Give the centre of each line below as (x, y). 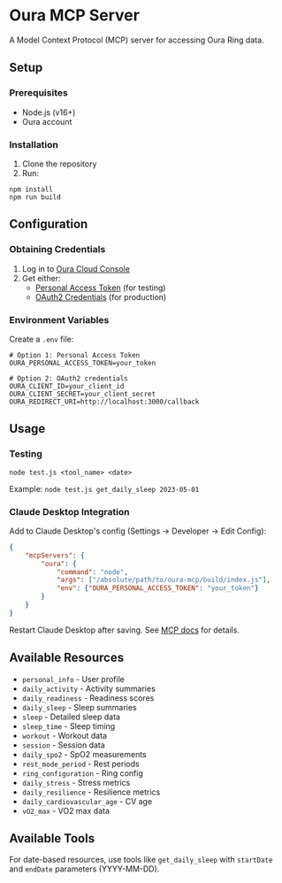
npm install (31, 189)
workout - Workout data (65, 735)
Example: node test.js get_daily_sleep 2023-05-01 (104, 488)
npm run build (35, 197)
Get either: (41, 278)
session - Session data (64, 745)
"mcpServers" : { (55, 555)
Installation (34, 144)
